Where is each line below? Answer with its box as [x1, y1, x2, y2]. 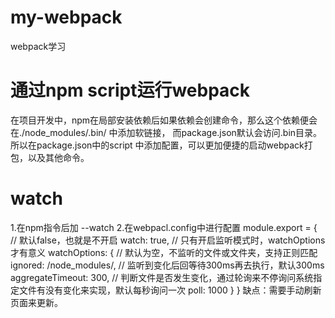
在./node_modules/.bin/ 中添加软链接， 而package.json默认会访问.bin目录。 [10, 126, 323, 138]
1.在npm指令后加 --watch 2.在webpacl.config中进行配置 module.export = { [10, 221, 318, 233]
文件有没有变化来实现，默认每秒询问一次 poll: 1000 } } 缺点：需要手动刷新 [18, 284, 322, 296]
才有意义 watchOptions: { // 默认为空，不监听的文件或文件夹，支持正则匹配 [10, 246, 318, 258]
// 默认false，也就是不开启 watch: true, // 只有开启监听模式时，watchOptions [10, 234, 326, 246]
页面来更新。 [10, 296, 63, 308]
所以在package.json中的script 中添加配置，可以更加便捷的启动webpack [10, 139, 305, 151]
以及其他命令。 [27, 151, 90, 163]
